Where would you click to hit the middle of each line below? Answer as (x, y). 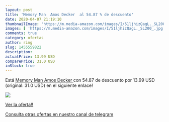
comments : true (21, 33)
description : (19, 52)
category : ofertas (24, 38)
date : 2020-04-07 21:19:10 (33, 19)
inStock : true (20, 66)
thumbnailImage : (22, 24)
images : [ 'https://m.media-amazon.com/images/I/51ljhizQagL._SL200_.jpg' (85, 29)
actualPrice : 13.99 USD (30, 56)
